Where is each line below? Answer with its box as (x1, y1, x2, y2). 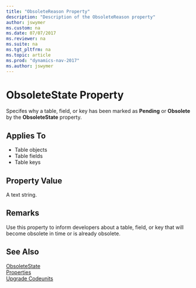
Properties (6, 269, 32, 276)
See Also (6, 247, 39, 257)
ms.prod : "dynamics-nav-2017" (6, 57, 80, 63)
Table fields (14, 153, 43, 160)
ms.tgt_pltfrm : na (6, 47, 51, 53)
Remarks (6, 208, 40, 218)
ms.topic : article (6, 52, 51, 58)
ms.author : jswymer (6, 63, 54, 69)
